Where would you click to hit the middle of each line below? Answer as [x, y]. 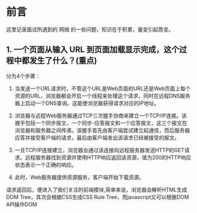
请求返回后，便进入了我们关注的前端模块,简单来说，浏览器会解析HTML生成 [97, 190]
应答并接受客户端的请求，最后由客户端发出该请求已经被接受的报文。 [97, 137]
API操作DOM [21, 204]
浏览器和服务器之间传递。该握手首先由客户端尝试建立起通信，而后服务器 [102, 130]
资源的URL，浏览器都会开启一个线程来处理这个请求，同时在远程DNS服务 [102, 96]
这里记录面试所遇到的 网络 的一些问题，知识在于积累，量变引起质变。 [90, 29]
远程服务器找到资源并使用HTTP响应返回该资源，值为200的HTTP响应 [108, 157]
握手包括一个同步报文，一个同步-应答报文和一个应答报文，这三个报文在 [101, 123]
